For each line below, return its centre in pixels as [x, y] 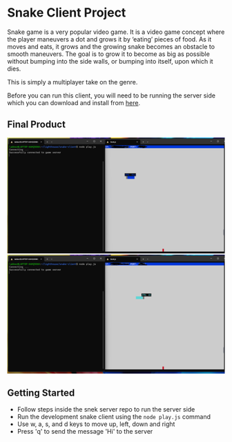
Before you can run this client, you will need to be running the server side [112, 95]
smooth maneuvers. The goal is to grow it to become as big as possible [109, 54]
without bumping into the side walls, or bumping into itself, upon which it [110, 61]
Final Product [36, 125]
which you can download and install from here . [74, 102]
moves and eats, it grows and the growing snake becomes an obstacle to [111, 46]
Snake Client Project [67, 13]
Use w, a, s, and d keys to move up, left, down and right [96, 424]
